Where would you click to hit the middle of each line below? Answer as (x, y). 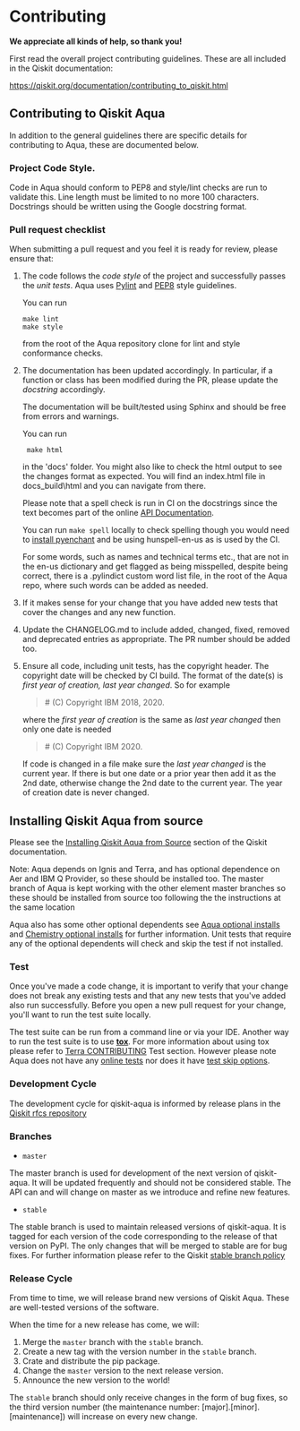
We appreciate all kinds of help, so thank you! (96, 41)
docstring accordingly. (64, 390)
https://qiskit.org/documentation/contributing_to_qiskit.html (119, 85)
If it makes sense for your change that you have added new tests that (150, 603)
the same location (42, 907)
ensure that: (31, 259)
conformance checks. (63, 353)
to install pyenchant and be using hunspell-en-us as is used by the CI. (151, 540)
